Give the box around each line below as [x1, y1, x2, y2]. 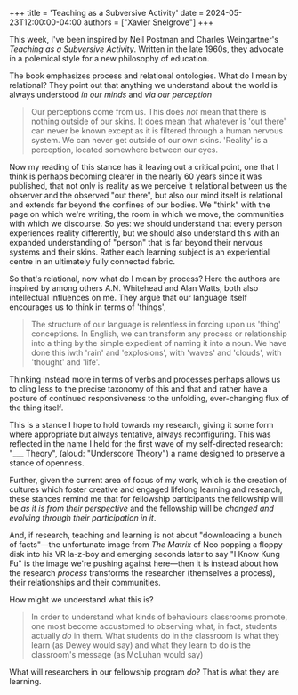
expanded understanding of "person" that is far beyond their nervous [9, 238, 264, 247]
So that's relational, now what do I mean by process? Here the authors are [9, 273, 281, 284]
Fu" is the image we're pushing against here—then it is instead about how [9, 558, 279, 569]
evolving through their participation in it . [9, 513, 157, 523]
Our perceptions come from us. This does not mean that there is [30, 107, 267, 117]
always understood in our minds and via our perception [9, 89, 212, 100]
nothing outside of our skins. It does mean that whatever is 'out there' [30, 116, 286, 126]
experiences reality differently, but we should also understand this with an [9, 228, 280, 238]
